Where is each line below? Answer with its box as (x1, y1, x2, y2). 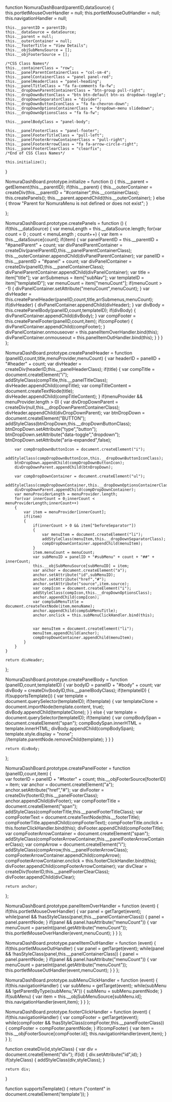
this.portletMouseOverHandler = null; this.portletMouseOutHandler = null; (5, 10, 161, 16)
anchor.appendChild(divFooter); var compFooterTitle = (5, 798, 121, 804)
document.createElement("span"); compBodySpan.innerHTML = (5, 720, 142, 726)
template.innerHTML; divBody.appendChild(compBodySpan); (5, 725, 135, 732)
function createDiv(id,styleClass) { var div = (5, 1046, 98, 1052)
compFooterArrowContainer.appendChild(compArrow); (5, 853, 121, 858)
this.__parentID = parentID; (5, 25, 68, 30)
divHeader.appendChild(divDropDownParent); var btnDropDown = (5, 410, 145, 415)
